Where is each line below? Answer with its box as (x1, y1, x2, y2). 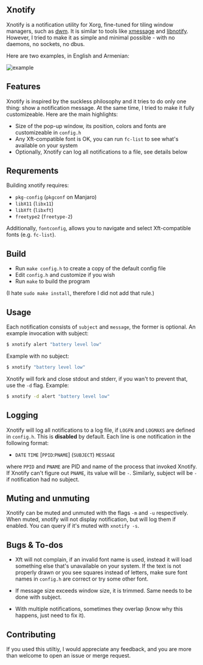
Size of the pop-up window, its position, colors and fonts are (15, 122, 167, 129)
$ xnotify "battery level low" (6, 364, 86, 370)
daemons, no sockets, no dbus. (6, 40, 85, 47)
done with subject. (15, 593, 62, 601)
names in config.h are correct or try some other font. (15, 575, 149, 582)
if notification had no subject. (6, 476, 80, 483)
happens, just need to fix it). (15, 612, 86, 619)
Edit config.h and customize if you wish (15, 271, 115, 279)
